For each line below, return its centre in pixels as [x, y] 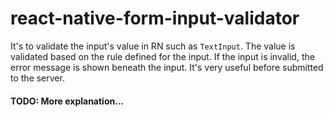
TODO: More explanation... [67, 101]
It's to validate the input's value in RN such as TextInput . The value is [153, 46]
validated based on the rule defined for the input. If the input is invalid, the [162, 56]
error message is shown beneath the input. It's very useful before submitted [167, 67]
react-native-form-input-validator [155, 18]
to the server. [37, 78]
